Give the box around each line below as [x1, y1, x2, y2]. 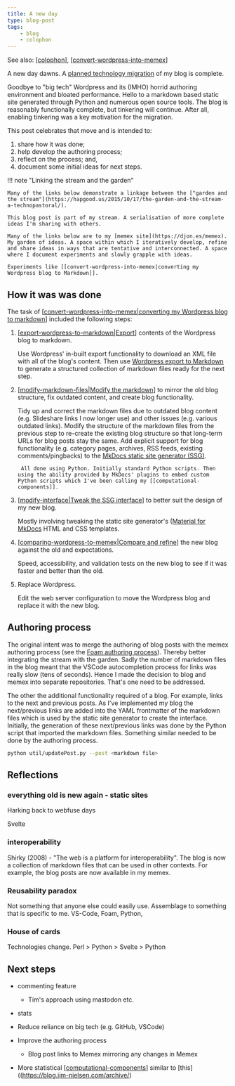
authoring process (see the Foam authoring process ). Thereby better [7, 647, 206, 656]
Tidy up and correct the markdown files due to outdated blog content [17, 406, 217, 415]
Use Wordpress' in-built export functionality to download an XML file [17, 349, 216, 358]
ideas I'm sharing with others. [7, 221, 102, 228]
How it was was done [7, 289, 102, 301]
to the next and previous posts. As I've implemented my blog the [7, 699, 194, 707]
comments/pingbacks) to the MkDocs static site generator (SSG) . [17, 451, 207, 460]
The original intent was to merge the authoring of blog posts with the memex [7, 640, 229, 649]
